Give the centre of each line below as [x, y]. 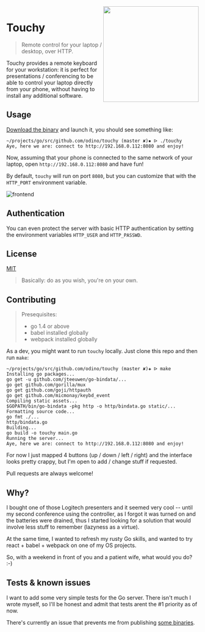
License [22, 254]
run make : [18, 358]
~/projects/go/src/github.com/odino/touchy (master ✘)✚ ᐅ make [89, 369]
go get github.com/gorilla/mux [46, 385]
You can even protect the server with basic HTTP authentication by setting [100, 228]
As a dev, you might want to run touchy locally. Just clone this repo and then [102, 351]
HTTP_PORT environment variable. [47, 182]
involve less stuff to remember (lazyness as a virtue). [73, 527]
